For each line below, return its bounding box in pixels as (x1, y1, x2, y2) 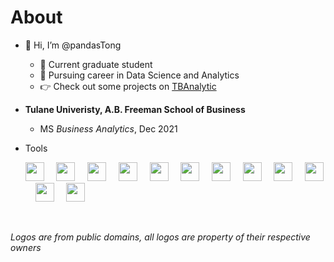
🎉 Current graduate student (39, 58, 153, 70)
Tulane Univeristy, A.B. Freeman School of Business (24, 103, 246, 115)
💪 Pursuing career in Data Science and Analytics (39, 69, 240, 81)
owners (10, 241, 42, 253)
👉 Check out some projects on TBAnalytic (39, 80, 217, 92)
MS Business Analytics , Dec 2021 (39, 122, 178, 135)
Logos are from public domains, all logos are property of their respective (10, 231, 311, 243)
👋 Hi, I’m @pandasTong (24, 39, 122, 51)
